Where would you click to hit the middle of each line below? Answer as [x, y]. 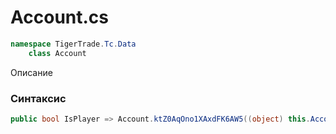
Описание [31, 72]
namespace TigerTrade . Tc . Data [73, 44]
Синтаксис [38, 98]
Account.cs [60, 17]
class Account [57, 53]
